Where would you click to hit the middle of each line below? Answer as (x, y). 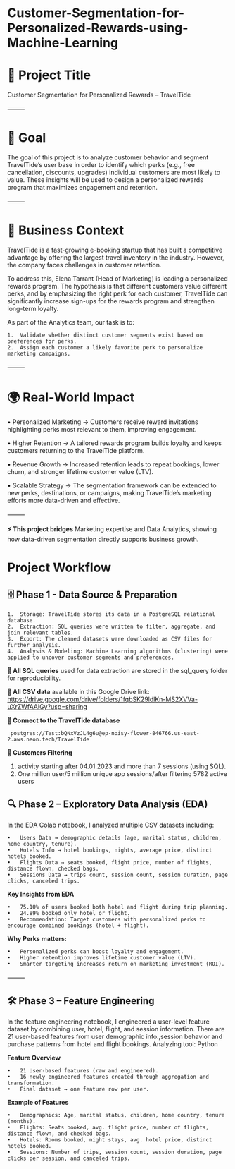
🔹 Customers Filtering (40, 752)
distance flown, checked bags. (53, 868)
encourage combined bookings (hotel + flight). (78, 926)
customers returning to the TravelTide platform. (76, 450)
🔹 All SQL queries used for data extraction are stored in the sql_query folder (118, 670)
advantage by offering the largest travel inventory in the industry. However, (116, 258)
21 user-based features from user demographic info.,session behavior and (115, 1036)
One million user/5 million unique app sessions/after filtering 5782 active (122, 773)
